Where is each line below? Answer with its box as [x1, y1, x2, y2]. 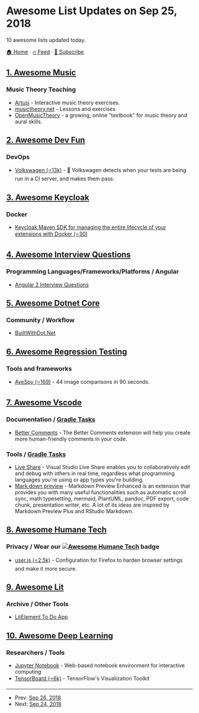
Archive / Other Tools [6, 600, 69, 609]
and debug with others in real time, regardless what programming [14, 470, 175, 477]
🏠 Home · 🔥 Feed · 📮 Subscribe [6, 48, 84, 55]
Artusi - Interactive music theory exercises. [14, 99, 120, 106]
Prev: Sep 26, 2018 [14, 694, 61, 701]
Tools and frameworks [6, 364, 72, 373]
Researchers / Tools [6, 648, 65, 657]
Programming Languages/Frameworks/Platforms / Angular [6, 268, 179, 276]
